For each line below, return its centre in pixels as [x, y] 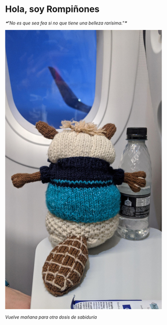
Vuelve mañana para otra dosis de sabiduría [51, 317]
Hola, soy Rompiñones [52, 9]
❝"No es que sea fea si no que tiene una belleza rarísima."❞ [66, 23]
